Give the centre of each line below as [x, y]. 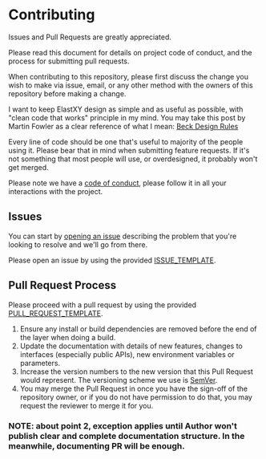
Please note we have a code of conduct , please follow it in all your [117, 183]
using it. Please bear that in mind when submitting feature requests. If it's [129, 150]
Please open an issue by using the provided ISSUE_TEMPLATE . [112, 260]
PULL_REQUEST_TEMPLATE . [56, 313]
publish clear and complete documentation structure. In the [127, 437]
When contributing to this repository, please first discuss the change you [128, 76]
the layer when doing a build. [68, 337]
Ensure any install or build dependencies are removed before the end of [139, 329]
